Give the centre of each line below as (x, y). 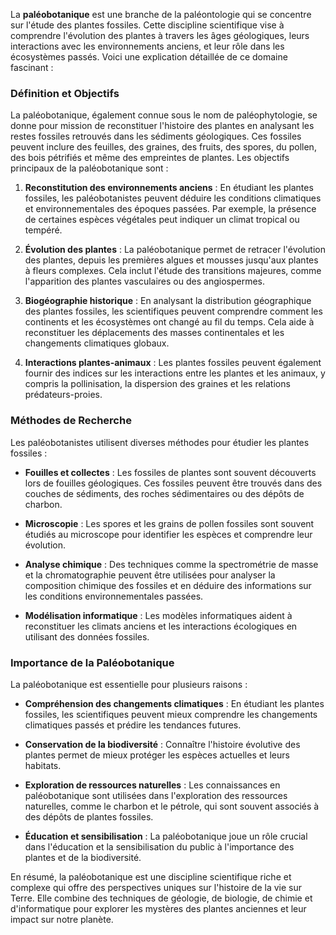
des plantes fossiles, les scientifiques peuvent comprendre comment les (173, 311)
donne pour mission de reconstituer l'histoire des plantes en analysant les (162, 126)
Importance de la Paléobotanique (92, 662)
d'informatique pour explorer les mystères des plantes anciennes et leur (158, 908)
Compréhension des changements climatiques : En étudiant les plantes (174, 703)
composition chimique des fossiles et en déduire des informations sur (168, 585)
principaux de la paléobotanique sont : (89, 168)
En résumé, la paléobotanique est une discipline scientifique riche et (151, 876)
